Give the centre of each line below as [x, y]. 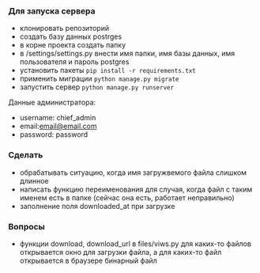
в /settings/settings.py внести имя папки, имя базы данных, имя [127, 54]
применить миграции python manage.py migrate [99, 79]
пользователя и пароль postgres [74, 62]
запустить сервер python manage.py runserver [97, 87]
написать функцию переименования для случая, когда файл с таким [136, 189]
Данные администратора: [52, 102]
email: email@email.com [58, 126]
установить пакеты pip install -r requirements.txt [107, 70]
